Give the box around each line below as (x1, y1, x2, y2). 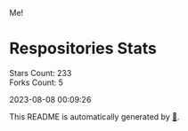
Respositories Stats (9, 39, 158, 58)
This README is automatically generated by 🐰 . (9, 111, 180, 122)
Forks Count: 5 (9, 77, 64, 88)
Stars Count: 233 (9, 67, 72, 78)
